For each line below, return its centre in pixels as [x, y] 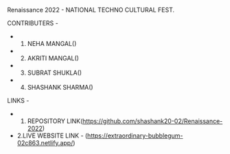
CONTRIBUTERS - [33, 23]
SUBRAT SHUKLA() [55, 73]
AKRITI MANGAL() [53, 58]
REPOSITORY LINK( [55, 121]
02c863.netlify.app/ [45, 143]
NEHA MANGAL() [52, 43]
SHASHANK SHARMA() [60, 87]
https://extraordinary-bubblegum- [135, 136]
